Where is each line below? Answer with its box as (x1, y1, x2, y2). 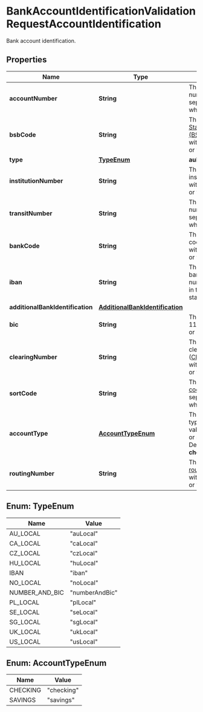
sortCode (9, 389, 37, 397)
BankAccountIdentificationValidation (6, 4, 196, 18)
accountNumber (9, 94, 57, 102)
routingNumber (9, 469, 55, 477)
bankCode (9, 241, 40, 250)
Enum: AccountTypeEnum (6, 658, 107, 668)
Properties (6, 54, 47, 65)
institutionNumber (9, 177, 63, 185)
